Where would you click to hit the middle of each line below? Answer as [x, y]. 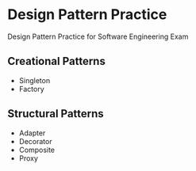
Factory [31, 89]
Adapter [32, 133]
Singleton [35, 80]
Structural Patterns [56, 114]
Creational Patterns [57, 61]
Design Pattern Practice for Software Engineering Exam [98, 36]
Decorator [35, 141]
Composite [37, 150]
